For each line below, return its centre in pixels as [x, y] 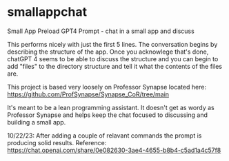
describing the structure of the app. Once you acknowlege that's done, [108, 52]
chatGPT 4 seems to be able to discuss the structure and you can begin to [113, 58]
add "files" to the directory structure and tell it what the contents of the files [115, 66]
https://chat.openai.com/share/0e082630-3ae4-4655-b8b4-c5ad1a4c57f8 [114, 150]
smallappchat [47, 12]
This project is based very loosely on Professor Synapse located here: [107, 87]
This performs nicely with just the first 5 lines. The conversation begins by [112, 44]
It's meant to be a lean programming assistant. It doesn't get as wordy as [111, 107]
